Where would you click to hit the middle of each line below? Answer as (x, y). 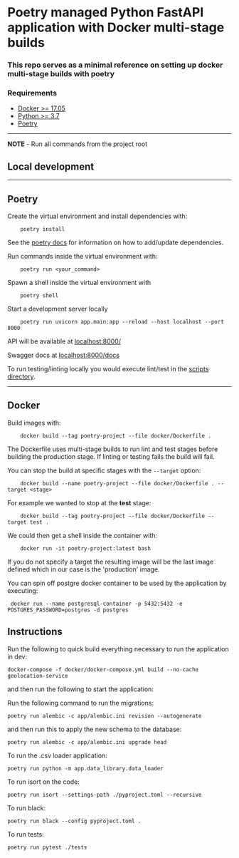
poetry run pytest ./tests (47, 847)
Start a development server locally (58, 309)
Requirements (32, 93)
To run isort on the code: (43, 782)
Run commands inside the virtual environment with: (83, 257)
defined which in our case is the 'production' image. (84, 569)
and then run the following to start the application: (81, 689)
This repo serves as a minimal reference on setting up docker (115, 65)
